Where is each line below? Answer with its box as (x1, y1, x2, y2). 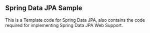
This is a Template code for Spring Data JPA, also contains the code (5, 17, 145, 23)
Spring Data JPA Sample (5, 4, 82, 12)
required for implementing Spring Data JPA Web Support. (5, 22, 123, 28)
